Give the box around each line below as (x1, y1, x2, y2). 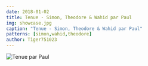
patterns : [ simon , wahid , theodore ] (6, 31, 92, 37)
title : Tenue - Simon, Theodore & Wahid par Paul (6, 14, 132, 20)
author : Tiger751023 (6, 37, 58, 43)
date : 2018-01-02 (6, 8, 50, 15)
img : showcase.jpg (6, 20, 52, 26)
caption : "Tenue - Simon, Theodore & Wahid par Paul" (6, 25, 143, 32)
